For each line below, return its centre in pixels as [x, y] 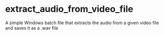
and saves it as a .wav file [32, 28]
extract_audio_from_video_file [69, 9]
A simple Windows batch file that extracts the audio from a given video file [82, 23]
